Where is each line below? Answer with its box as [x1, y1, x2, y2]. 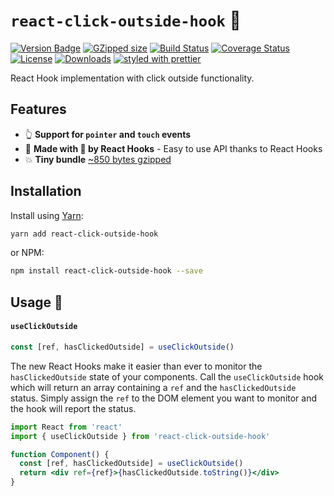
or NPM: [10, 247, 45, 259]
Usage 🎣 [10, 294, 63, 311]
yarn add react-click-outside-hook [10, 229, 159, 239]
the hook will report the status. [10, 402, 137, 414]
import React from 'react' [10, 422, 123, 432]
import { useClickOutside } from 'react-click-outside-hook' [10, 431, 271, 441]
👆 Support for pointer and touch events [24, 128, 192, 140]
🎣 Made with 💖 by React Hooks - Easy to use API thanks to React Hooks [24, 142, 323, 154]
